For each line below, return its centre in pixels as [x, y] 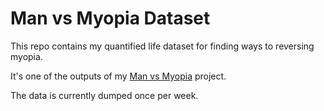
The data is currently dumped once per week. [104, 95]
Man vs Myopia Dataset [110, 18]
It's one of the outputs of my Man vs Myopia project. [118, 76]
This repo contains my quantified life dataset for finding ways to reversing [162, 46]
